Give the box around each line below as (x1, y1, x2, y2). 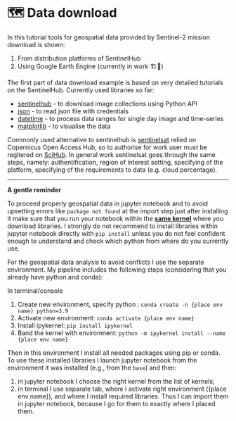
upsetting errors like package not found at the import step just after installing (7, 206, 228, 215)
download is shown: (7, 40, 65, 49)
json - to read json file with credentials (17, 106, 129, 115)
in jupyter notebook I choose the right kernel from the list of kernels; (17, 377, 216, 385)
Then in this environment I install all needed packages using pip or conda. (7, 348, 221, 357)
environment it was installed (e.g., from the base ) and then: (7, 363, 177, 372)
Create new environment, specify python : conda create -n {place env (17, 300, 223, 308)
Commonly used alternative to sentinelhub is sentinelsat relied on (7, 135, 197, 144)
